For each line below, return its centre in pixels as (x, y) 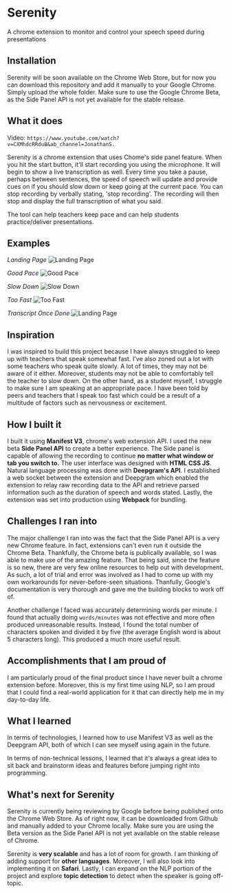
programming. (27, 773)
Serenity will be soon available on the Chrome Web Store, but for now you (112, 77)
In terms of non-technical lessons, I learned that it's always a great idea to (112, 758)
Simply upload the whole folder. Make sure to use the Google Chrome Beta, (114, 92)
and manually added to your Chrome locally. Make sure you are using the (111, 826)
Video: (16, 138)
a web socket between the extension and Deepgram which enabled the (108, 478)
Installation (32, 61)
